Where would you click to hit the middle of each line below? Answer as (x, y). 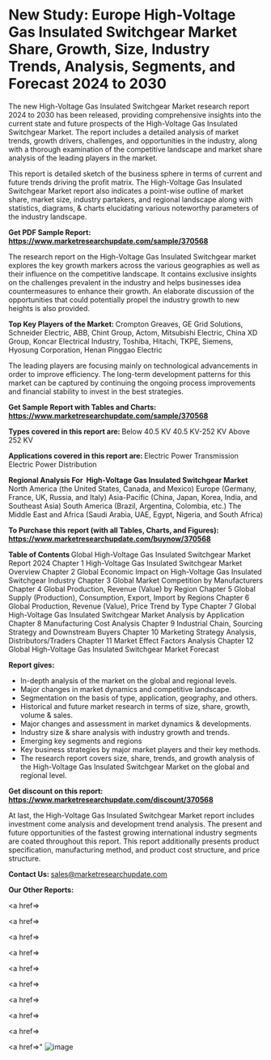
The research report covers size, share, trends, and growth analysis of (137, 758)
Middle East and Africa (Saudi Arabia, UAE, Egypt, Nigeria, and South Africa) (136, 514)
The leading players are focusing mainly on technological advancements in (133, 365)
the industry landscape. (48, 216)
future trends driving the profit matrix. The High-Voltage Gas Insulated (125, 182)
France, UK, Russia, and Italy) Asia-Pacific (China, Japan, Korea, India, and (133, 497)
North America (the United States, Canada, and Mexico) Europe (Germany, (133, 489)
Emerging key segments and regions (81, 741)
